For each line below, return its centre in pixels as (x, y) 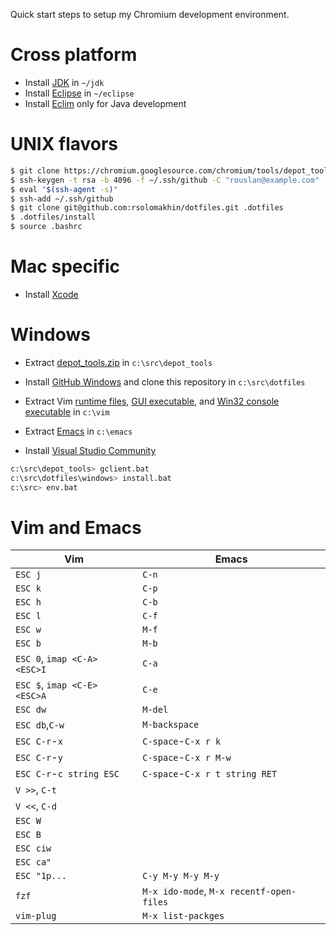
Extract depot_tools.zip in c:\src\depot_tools (118, 362)
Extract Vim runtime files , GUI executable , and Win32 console (152, 401)
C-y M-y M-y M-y (181, 876)
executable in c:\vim (67, 411)
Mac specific (65, 266)
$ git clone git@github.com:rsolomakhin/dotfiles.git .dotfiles (147, 208)
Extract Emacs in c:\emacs (78, 431)
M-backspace (171, 725)
